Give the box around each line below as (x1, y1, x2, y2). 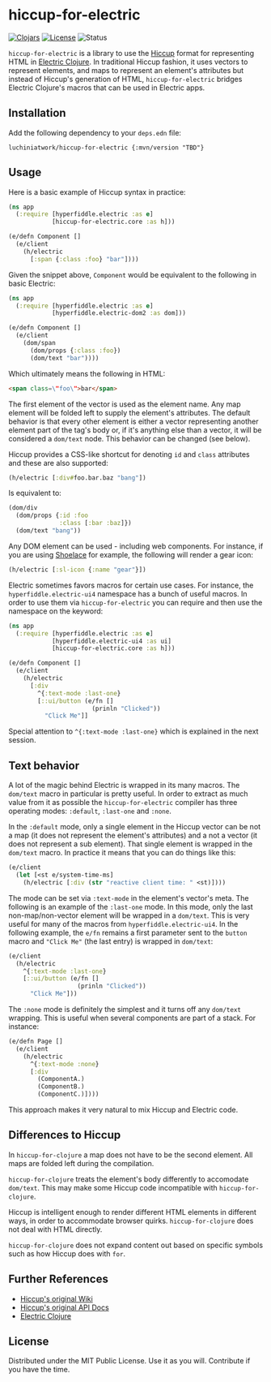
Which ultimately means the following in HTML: (8, 368, 166, 378)
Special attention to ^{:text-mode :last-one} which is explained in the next (8, 726, 259, 736)
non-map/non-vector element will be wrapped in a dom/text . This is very (8, 911, 250, 920)
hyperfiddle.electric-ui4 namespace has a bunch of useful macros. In (8, 588, 248, 598)
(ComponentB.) (37, 1083, 85, 1091)
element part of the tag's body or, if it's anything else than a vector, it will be (8, 424, 262, 435)
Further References (8, 1272, 109, 1286)
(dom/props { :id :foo (15, 511, 89, 520)
